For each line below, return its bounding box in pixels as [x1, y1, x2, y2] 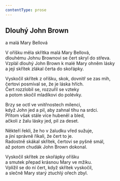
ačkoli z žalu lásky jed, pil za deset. [5, 118, 79, 124]
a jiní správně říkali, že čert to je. [5, 133, 73, 139]
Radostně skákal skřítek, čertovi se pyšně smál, [5, 138, 105, 145]
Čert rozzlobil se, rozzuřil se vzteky [5, 86, 80, 93]
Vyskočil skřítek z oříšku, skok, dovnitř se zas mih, [5, 76, 111, 82]
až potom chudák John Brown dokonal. [5, 144, 87, 150]
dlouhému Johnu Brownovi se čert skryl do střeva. [5, 55, 111, 61]
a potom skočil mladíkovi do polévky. [5, 92, 82, 98]
